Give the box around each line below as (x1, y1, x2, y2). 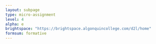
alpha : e (5, 21, 24, 27)
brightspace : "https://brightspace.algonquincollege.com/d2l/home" (5, 26, 152, 31)
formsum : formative (5, 31, 47, 36)
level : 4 (5, 17, 24, 22)
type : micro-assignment (5, 12, 56, 17)
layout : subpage (5, 7, 40, 13)
